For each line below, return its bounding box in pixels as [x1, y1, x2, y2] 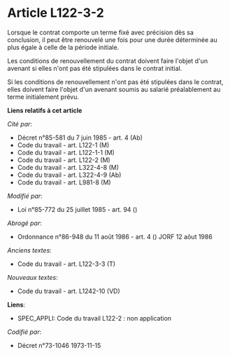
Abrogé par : [7, 219, 42, 227]
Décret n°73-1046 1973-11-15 [17, 341, 101, 349]
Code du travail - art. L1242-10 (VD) [17, 286, 120, 295]
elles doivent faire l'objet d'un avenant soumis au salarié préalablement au [7, 85, 221, 93]
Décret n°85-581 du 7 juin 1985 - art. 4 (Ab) [17, 133, 143, 142]
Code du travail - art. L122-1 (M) [17, 140, 110, 149]
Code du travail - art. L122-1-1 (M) [17, 148, 115, 156]
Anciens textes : [7, 246, 52, 254]
